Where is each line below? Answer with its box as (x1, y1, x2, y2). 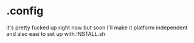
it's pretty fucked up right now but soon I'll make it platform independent (6, 24, 188, 31)
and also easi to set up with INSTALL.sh (6, 30, 106, 37)
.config (6, 4, 44, 18)
